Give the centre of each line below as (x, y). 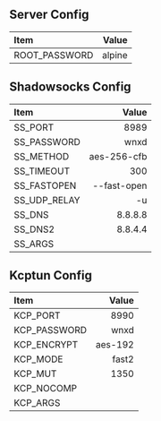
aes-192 (114, 345)
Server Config (49, 15)
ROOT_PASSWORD (54, 55)
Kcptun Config (51, 275)
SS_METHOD (42, 156)
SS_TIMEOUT (42, 171)
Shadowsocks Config (70, 87)
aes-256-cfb (118, 156)
